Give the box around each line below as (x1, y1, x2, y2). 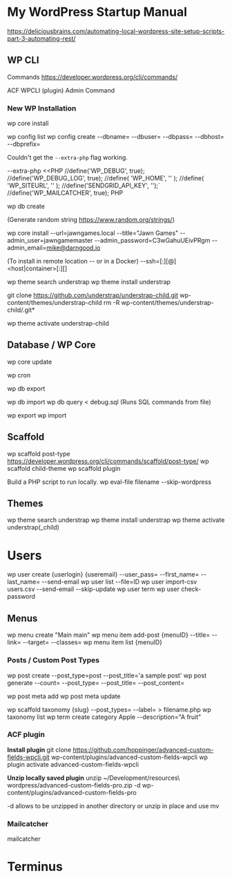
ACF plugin (7, 730, 45, 740)
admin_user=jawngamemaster (7, 236, 93, 245)
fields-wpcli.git (7, 753, 50, 761)
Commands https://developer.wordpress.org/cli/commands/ (7, 73, 178, 81)
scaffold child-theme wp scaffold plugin (7, 464, 121, 472)
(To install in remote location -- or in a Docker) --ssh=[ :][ (7, 257, 168, 265)
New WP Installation (7, 103, 77, 113)
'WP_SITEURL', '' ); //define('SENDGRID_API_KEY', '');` (7, 181, 161, 190)
